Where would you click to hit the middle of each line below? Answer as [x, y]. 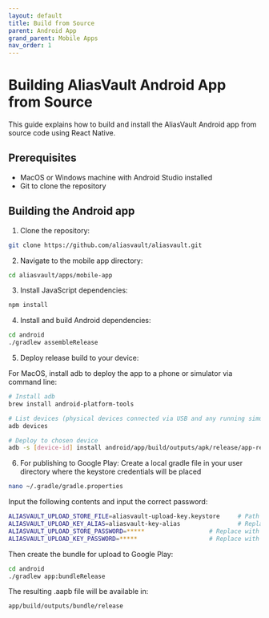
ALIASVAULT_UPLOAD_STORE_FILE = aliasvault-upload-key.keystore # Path [134, 517]
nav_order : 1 [30, 46]
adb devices [28, 426]
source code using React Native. [62, 133]
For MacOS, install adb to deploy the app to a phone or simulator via [120, 374]
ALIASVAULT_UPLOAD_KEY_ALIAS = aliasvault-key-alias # [125, 524]
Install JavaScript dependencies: [74, 290]
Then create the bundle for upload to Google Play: [91, 554]
